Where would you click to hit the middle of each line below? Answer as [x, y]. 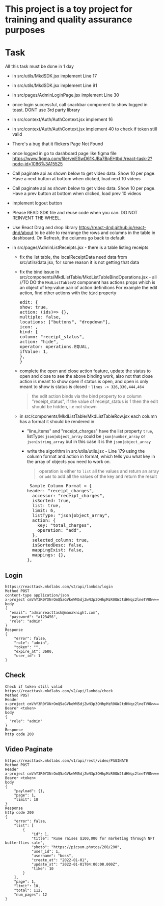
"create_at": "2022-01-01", [60, 860]
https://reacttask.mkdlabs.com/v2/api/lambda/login [59, 587]
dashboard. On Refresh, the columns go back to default [68, 238]
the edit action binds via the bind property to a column [87, 396]
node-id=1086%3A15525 [37, 164]
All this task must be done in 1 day [40, 66]
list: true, [46, 506]
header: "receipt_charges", [61, 491]
